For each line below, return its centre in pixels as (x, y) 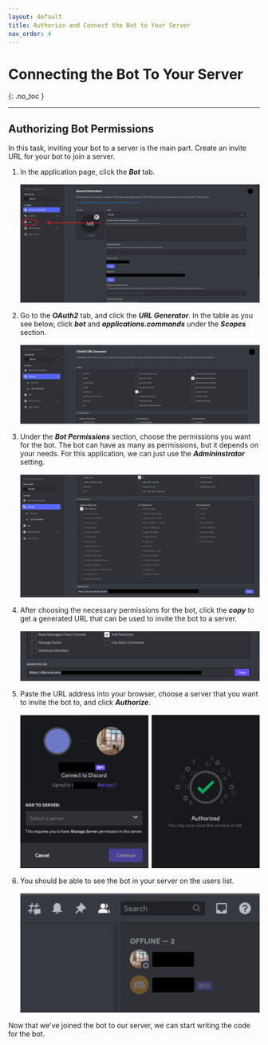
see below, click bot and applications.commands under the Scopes (133, 324)
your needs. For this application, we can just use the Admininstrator (132, 453)
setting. (32, 462)
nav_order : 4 (30, 34)
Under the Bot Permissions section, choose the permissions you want (135, 436)
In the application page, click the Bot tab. (87, 172)
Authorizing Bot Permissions (81, 129)
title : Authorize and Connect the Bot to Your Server (100, 25)
